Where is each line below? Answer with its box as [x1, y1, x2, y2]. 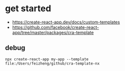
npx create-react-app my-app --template [5, 57, 89, 62]
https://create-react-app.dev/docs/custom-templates [12, 19, 120, 25]
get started [5, 3, 51, 14]
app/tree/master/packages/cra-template [12, 29, 94, 35]
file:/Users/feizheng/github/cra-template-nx [5, 61, 100, 66]
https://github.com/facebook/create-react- [12, 24, 99, 30]
